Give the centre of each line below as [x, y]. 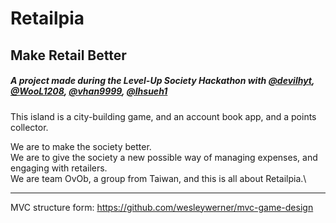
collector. [29, 127]
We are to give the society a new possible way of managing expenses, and [164, 157]
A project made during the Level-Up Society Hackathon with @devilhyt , [162, 81]
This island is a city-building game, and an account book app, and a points [163, 116]
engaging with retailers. [59, 168]
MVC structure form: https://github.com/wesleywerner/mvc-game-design [162, 207]
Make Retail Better [68, 55]
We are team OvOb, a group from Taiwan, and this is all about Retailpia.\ [158, 178]
